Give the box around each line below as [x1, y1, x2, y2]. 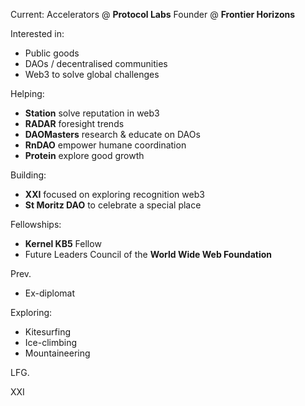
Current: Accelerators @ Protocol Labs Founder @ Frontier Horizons [10, 9, 296, 20]
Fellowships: [10, 219, 62, 230]
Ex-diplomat [24, 287, 76, 299]
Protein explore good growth [24, 150, 145, 161]
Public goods [24, 47, 80, 59]
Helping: [10, 88, 45, 99]
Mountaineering [24, 347, 91, 359]
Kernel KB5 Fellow [24, 238, 102, 249]
